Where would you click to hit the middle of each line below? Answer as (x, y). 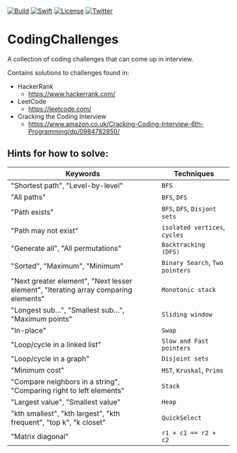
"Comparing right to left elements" (68, 390)
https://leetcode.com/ (60, 109)
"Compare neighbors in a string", (65, 382)
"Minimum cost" (38, 370)
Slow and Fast (186, 341)
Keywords (83, 173)
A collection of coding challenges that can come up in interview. (101, 59)
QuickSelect (182, 418)
